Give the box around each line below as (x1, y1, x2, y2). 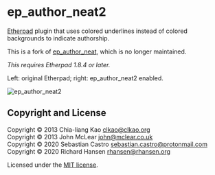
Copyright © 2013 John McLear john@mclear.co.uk (7, 132, 153, 141)
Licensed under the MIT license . (7, 161, 98, 169)
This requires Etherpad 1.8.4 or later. (7, 60, 111, 69)
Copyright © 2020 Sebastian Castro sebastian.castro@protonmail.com (7, 140, 208, 148)
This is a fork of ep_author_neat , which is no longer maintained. (7, 47, 187, 56)
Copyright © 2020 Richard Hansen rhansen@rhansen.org (7, 147, 170, 155)
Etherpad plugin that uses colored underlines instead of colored (7, 27, 188, 35)
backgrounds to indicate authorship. (7, 34, 110, 42)
